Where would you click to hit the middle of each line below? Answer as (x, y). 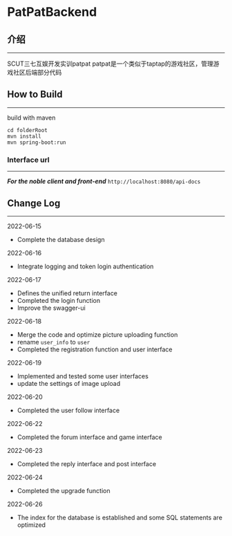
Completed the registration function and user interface (95, 349)
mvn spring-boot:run (37, 142)
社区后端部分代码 (37, 72)
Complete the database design (61, 239)
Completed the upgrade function (64, 490)
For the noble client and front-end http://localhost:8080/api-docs (104, 181)
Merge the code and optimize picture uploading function (97, 334)
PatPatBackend (52, 12)
